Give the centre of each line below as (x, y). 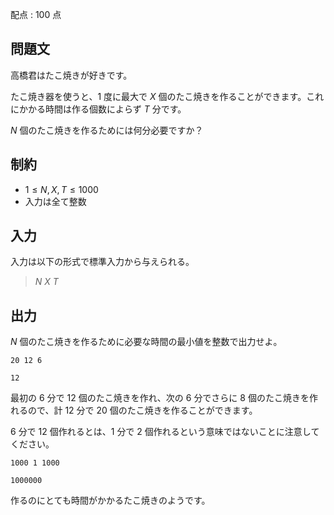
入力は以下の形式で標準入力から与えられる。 (102, 262)
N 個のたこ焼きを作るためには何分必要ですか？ (107, 130)
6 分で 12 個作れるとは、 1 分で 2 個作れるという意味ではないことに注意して (165, 432)
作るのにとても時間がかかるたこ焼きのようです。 (110, 500)
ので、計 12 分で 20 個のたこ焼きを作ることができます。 (142, 410)
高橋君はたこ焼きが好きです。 (71, 75)
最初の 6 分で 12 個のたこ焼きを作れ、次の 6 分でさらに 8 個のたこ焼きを (160, 398)
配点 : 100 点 (36, 14)
